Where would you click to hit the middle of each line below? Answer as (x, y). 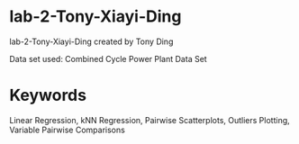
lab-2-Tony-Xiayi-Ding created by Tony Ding (91, 41)
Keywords (48, 95)
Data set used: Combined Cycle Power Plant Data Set (108, 58)
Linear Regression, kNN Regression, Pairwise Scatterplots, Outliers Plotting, (149, 120)
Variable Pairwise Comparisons (68, 130)
